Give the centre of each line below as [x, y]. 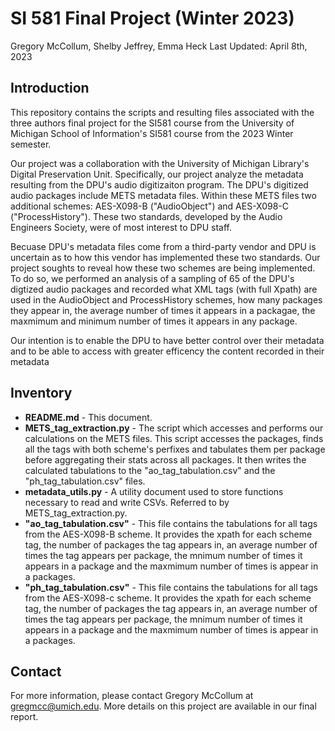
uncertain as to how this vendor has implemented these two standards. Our [165, 257]
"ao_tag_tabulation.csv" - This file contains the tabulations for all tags [171, 523]
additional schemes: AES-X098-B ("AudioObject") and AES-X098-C [149, 206]
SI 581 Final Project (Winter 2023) [152, 18]
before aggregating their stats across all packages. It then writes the [165, 459]
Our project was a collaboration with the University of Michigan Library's [160, 163]
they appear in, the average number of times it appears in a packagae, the [163, 310]
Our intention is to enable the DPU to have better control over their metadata [167, 340]
